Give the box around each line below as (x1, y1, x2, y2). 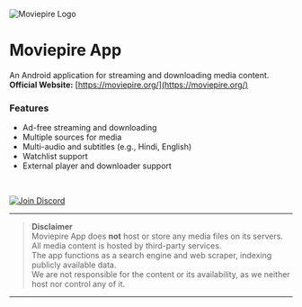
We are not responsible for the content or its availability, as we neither (31, 269, 290, 280)
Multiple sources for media (22, 131, 122, 143)
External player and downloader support (22, 160, 173, 171)
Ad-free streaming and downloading (22, 122, 157, 133)
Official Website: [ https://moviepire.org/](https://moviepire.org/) (9, 79, 249, 90)
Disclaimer (31, 221, 74, 232)
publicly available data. (31, 259, 117, 270)
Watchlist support (22, 151, 88, 162)
